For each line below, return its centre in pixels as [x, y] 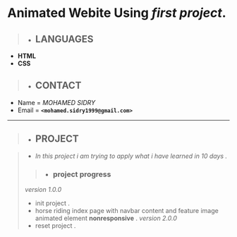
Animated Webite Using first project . [117, 13]
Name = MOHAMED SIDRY [56, 102]
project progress [82, 174]
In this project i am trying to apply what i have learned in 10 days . [131, 156]
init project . [53, 203]
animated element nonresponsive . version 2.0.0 [106, 218]
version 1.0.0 [43, 189]
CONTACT [58, 86]
